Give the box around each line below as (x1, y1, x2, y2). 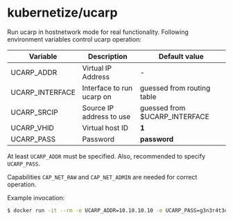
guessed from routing (139, 83, 211, 93)
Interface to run (82, 83, 133, 93)
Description (87, 51, 128, 61)
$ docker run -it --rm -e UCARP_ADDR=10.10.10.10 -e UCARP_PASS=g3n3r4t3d (7, 206, 228, 214)
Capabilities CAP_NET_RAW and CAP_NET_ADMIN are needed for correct (7, 173, 198, 181)
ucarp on (82, 91, 112, 101)
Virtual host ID (82, 123, 128, 132)
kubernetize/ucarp (7, 5, 118, 21)
